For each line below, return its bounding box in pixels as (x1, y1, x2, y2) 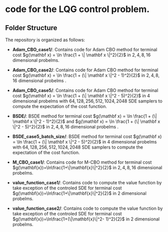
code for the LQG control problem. (5, 4, 150, 15)
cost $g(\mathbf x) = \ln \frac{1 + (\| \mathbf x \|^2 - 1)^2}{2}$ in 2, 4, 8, (12, 72, 160, 78)
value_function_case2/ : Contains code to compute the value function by (12, 205, 163, 211)
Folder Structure (5, 24, 57, 32)
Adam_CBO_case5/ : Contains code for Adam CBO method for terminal (12, 87, 158, 93)
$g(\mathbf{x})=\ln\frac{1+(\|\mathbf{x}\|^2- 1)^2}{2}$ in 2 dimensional (12, 216, 160, 222)
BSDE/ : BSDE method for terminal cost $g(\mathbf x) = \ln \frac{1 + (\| (12, 113, 157, 119)
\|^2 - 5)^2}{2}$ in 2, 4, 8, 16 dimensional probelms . (12, 124, 119, 130)
